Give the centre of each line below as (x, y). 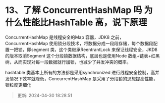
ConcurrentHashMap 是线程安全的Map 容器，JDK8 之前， (64, 37)
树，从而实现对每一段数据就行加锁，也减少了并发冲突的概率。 (68, 62)
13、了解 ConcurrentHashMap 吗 (74, 10)
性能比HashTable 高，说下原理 (85, 23)
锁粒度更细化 (18, 85)
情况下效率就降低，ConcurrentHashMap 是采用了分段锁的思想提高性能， (83, 78)
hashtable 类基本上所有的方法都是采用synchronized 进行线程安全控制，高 (80, 72)
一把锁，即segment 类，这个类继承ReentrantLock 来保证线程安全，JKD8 (83, 50)
